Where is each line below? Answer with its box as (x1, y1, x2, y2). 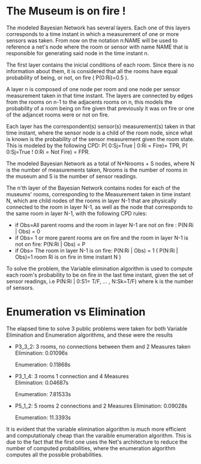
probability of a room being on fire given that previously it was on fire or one (6, 104, 195, 112)
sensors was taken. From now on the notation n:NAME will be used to (6, 37, 178, 44)
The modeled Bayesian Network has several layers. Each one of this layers (6, 24, 191, 31)
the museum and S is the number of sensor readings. (6, 172, 138, 179)
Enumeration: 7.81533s (14, 390, 71, 397)
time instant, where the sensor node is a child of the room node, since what (6, 129, 193, 136)
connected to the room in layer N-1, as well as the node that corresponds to (6, 203, 193, 211)
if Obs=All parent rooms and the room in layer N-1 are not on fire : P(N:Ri (14, 221, 194, 229)
